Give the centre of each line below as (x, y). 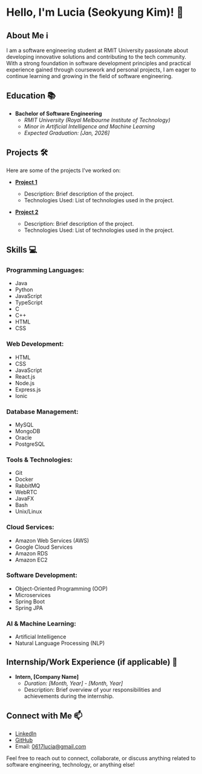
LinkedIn (26, 733)
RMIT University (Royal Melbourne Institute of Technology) (97, 120)
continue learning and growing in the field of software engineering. (90, 76)
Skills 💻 (22, 250)
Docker (24, 479)
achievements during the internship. (69, 696)
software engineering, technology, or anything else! (70, 764)
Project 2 (27, 212)
